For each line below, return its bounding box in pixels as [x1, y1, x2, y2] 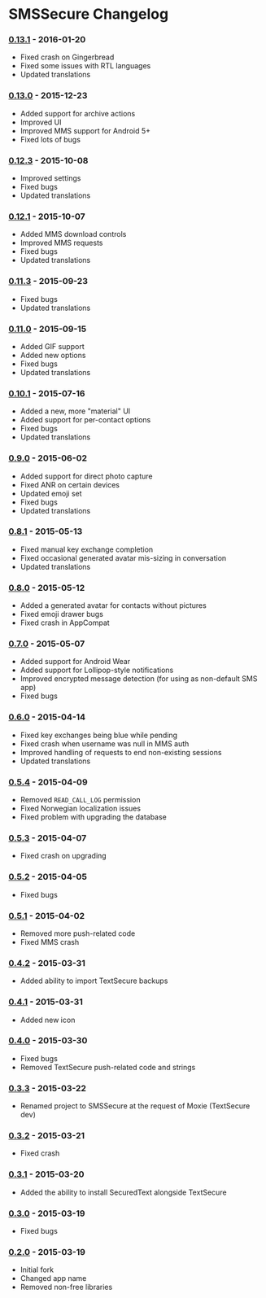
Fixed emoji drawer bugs [20, 610, 104, 619]
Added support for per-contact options [20, 415, 151, 425]
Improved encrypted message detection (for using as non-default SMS [20, 674, 258, 684]
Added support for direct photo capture [20, 471, 153, 481]
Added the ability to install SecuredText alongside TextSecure [20, 1187, 227, 1197]
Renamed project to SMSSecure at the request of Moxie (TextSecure [20, 1101, 251, 1111]
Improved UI [20, 117, 62, 127]
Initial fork [20, 1265, 55, 1274]
